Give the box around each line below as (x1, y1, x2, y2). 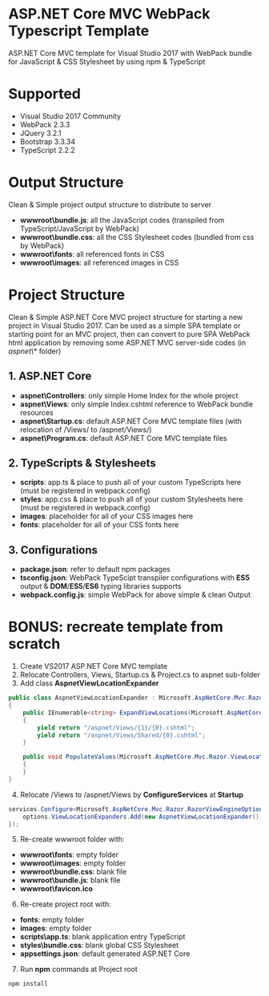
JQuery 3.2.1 (19, 128, 62, 138)
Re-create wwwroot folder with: (19, 834, 125, 844)
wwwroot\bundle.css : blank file (19, 867, 127, 877)
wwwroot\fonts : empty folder (19, 850, 119, 860)
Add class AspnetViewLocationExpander (19, 678, 159, 688)
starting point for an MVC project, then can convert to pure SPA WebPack (8, 329, 251, 338)
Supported (8, 85, 82, 103)
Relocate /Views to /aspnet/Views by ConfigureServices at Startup (19, 790, 244, 799)
